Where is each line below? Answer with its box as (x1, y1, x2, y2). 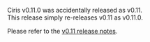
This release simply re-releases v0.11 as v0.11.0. (7, 13, 143, 22)
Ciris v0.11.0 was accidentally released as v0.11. (7, 6, 143, 14)
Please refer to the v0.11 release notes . (7, 27, 118, 35)
